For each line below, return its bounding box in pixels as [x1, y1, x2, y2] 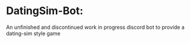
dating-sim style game [6, 29, 61, 37]
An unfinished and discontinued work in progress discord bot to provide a [6, 24, 185, 31]
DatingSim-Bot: [6, 4, 84, 18]
